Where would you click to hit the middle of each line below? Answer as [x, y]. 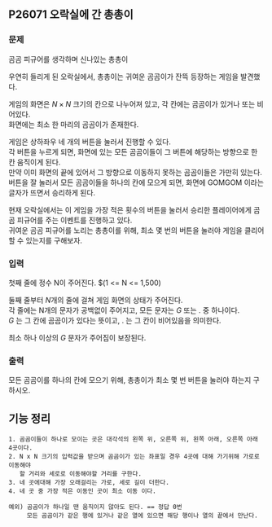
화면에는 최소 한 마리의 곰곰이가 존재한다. [74, 124]
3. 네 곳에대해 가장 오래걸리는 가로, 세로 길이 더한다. [89, 483]
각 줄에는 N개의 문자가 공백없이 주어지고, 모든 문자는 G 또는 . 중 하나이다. [124, 310]
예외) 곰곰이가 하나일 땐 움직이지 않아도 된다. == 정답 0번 [95, 507]
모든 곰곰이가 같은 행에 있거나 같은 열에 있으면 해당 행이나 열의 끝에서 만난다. [142, 516]
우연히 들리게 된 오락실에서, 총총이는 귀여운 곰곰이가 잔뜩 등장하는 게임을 [123, 77]
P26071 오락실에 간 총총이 [71, 15]
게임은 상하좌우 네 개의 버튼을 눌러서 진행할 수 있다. [90, 142]
